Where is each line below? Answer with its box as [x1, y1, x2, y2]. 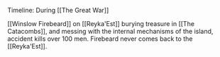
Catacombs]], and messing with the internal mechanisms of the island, [7, 27, 214, 35]
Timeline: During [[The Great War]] [7, 6, 109, 14]
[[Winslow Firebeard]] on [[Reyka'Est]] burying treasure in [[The [7, 20, 195, 27]
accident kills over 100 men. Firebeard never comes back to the [7, 34, 193, 43]
